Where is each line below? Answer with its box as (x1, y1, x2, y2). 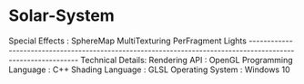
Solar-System (8, 5, 115, 26)
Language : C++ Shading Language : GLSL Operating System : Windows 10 (8, 64, 290, 75)
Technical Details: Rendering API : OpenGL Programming (80, 54, 293, 65)
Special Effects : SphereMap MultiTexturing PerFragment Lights (8, 35, 248, 46)
